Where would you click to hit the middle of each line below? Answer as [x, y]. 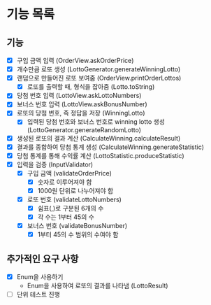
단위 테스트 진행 [38, 295]
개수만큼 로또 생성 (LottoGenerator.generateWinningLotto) [99, 69]
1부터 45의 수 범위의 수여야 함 [78, 234]
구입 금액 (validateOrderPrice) [70, 173]
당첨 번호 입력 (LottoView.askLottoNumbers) [79, 96]
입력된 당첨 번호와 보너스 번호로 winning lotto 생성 [96, 122]
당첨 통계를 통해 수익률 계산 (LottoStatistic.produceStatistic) [100, 155]
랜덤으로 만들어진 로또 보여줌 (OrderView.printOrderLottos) [99, 78]
